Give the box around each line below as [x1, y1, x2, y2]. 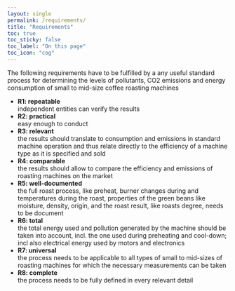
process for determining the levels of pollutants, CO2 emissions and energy [7, 76, 226, 84]
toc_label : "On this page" [7, 43, 86, 50]
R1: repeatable [17, 97, 61, 105]
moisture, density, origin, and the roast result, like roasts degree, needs [17, 201, 224, 210]
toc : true [7, 29, 36, 37]
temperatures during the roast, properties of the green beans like [17, 194, 206, 202]
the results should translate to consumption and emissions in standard [17, 134, 221, 142]
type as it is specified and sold [17, 149, 107, 158]
